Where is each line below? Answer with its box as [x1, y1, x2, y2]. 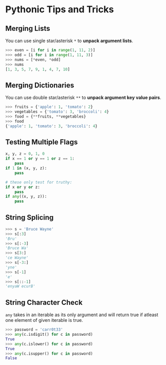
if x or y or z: [5, 184, 40, 189]
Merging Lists [5, 24, 50, 33]
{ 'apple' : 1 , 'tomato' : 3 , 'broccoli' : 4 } [5, 123, 98, 129]
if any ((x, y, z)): [5, 194, 47, 199]
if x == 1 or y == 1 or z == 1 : [5, 156, 75, 161]
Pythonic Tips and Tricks [5, 4, 114, 15]
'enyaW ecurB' [5, 284, 36, 289]
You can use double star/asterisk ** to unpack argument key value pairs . [5, 94, 161, 101]
